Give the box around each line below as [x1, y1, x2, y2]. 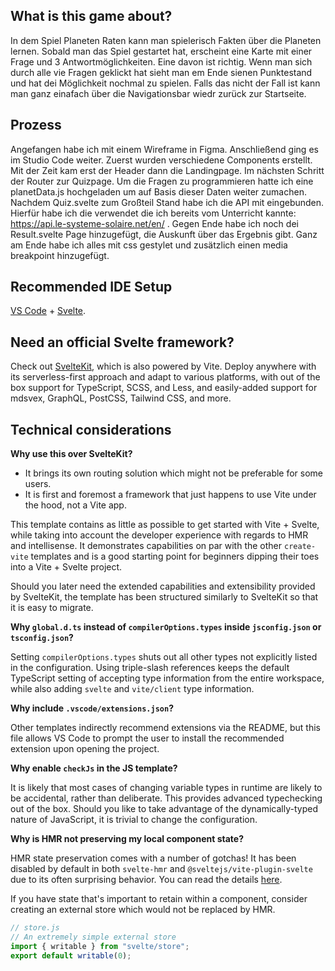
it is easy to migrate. [10, 602, 94, 614]
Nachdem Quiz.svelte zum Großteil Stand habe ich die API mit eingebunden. [10, 196, 325, 208]
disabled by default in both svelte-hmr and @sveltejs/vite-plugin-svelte [10, 863, 313, 875]
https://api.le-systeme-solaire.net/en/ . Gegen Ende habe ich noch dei [10, 217, 299, 229]
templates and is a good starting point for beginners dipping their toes [30, 550, 320, 563]
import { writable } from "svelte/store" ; [10, 941, 190, 951]
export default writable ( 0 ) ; [10, 950, 132, 961]
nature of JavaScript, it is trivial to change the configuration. [10, 814, 258, 826]
